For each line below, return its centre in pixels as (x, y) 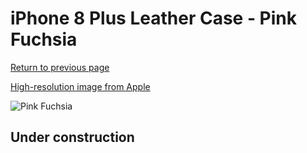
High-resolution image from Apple (80, 86)
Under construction (72, 137)
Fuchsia (44, 39)
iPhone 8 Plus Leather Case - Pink (154, 18)
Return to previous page (60, 67)
